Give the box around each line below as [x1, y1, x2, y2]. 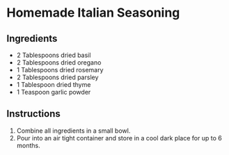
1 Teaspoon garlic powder [16, 88, 91, 96]
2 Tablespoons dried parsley [16, 73, 99, 81]
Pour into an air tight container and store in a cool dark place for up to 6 [16, 133, 222, 142]
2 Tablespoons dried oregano [16, 58, 102, 67]
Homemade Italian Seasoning [6, 5, 180, 21]
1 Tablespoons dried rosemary [16, 66, 104, 74]
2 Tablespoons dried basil [16, 51, 91, 59]
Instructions [6, 108, 61, 120]
